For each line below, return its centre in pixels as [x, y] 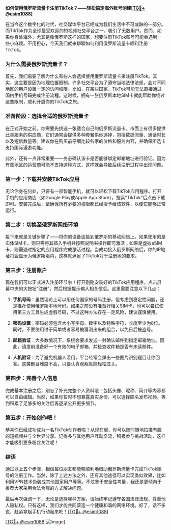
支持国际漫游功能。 [25, 147]
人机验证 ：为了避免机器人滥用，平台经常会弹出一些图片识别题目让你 [84, 357]
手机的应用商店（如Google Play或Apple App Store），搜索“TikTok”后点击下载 [85, 197]
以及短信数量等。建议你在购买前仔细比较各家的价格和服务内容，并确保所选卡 [85, 141]
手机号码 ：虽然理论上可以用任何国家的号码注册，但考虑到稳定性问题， [86, 300]
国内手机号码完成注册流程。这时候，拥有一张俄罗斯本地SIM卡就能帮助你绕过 [85, 95]
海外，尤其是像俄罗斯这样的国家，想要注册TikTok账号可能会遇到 [90, 37]
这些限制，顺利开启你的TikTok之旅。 [44, 102]
